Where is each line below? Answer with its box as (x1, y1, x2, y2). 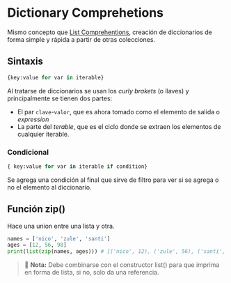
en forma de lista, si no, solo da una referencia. (24, 268, 159, 277)
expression (17, 115, 49, 123)
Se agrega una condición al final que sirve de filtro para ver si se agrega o (7, 176, 219, 184)
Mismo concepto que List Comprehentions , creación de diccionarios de (7, 28, 212, 36)
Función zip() (7, 204, 66, 215)
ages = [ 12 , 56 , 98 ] (7, 242, 67, 249)
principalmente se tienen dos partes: (7, 94, 113, 102)
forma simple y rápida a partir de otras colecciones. (7, 35, 155, 43)
